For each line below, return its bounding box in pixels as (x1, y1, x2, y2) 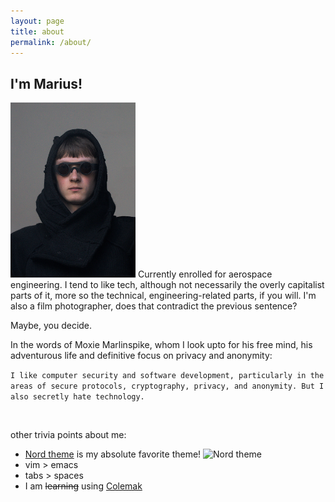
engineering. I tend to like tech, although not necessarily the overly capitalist (10, 279, 325, 291)
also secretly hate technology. (10, 392, 145, 402)
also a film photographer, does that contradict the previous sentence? (10, 300, 298, 312)
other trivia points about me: (10, 429, 127, 441)
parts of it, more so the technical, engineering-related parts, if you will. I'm (10, 290, 317, 302)
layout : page (10, 16, 65, 26)
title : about (10, 26, 65, 37)
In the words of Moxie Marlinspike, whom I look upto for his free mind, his (10, 339, 313, 351)
